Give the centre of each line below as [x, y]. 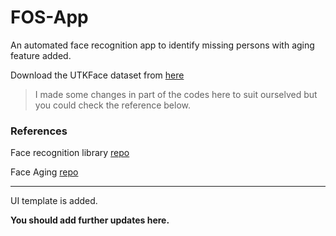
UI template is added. [54, 201]
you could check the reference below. [113, 105]
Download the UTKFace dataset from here [97, 75]
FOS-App [49, 17]
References [39, 131]
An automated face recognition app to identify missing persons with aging [162, 45]
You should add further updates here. [90, 220]
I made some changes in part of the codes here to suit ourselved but [176, 94]
